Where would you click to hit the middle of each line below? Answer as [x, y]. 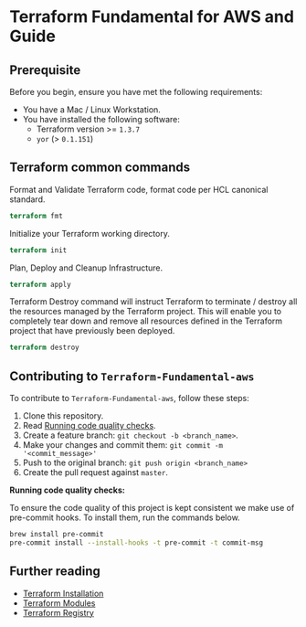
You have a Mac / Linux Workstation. [92, 110]
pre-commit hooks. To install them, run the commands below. [125, 517]
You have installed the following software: [101, 119]
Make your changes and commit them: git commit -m [123, 445]
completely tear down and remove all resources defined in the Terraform [146, 321]
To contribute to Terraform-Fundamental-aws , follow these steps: [129, 399]
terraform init [38, 250]
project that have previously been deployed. [92, 331]
